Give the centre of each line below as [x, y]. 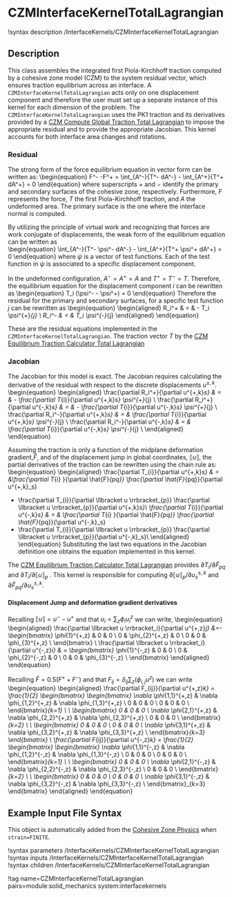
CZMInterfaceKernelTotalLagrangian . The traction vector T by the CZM [108, 336]
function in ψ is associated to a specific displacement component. [102, 264]
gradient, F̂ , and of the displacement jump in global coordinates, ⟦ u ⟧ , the [110, 457]
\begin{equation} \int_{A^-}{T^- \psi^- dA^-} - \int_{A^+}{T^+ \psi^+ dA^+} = [115, 249]
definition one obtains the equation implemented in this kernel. [107, 551]
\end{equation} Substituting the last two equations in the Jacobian [112, 544]
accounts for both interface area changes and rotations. [87, 136]
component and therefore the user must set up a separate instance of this [113, 100]
